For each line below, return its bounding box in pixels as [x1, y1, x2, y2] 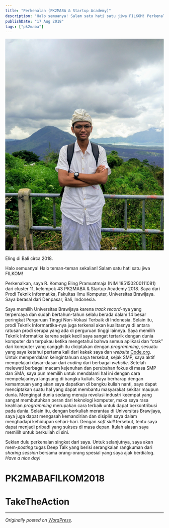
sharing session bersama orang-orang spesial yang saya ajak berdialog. [5, 450, 155, 456]
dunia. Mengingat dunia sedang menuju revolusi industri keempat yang [5, 392, 152, 398]
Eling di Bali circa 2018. [5, 255, 53, 261]
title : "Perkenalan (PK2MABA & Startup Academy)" [5, 8, 112, 13]
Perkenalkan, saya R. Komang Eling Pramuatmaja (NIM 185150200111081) [5, 280, 156, 287]
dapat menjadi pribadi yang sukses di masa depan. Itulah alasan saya [5, 424, 149, 430]
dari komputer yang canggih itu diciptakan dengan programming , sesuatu [5, 344, 158, 350]
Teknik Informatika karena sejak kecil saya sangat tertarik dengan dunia [5, 333, 154, 339]
